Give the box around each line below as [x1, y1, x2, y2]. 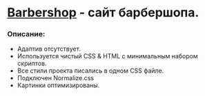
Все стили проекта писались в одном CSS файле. [17, 67, 164, 75]
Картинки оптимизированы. [17, 81, 100, 90]
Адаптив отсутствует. [17, 45, 81, 53]
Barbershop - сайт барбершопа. [7, 5, 199, 21]
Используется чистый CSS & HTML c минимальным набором [17, 52, 198, 60]
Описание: [7, 29, 46, 39]
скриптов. [17, 60, 47, 68]
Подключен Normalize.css [17, 74, 95, 82]
